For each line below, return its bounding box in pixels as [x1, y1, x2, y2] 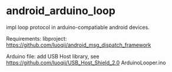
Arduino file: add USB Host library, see [6, 53, 100, 60]
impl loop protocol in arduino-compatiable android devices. [6, 24, 150, 31]
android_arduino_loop [6, 4, 116, 18]
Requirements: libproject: [6, 35, 67, 42]
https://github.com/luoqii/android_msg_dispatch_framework [6, 41, 151, 48]
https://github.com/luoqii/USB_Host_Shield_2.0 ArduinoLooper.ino [6, 59, 166, 66]
